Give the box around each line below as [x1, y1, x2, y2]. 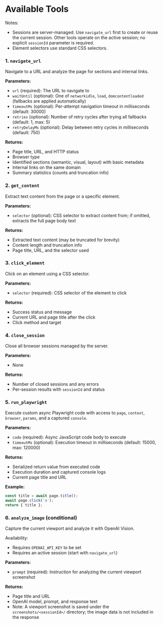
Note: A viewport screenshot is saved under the [12, 604, 109, 610]
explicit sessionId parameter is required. [12, 39, 95, 45]
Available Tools [5, 3, 69, 15]
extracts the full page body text [12, 218, 76, 223]
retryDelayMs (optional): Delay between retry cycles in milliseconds [12, 124, 149, 130]
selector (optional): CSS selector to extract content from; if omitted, [12, 212, 151, 218]
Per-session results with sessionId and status [12, 386, 105, 393]
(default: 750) [12, 130, 40, 136]
